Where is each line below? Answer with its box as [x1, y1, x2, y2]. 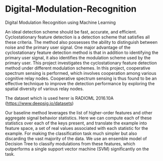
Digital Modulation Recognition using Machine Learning [5, 19, 116, 25]
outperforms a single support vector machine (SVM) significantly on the [5, 146, 149, 152]
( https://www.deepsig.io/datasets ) [5, 100, 74, 106]
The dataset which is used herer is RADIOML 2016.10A [5, 95, 114, 101]
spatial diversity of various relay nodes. [5, 86, 84, 91]
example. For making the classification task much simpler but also [5, 130, 137, 136]
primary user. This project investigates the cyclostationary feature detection [5, 60, 157, 66]
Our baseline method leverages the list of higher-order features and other [5, 109, 152, 115]
